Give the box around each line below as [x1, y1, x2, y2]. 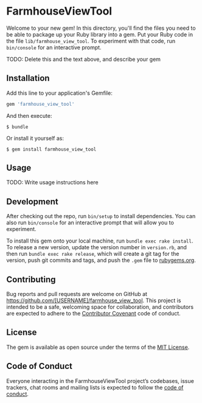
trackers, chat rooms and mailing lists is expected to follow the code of [6, 384, 184, 391]
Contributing [6, 274, 56, 284]
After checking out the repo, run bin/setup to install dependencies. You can [6, 213, 196, 220]
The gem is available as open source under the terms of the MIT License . [6, 343, 190, 351]
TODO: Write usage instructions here [6, 179, 99, 186]
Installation [6, 73, 50, 83]
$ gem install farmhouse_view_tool [6, 146, 97, 153]
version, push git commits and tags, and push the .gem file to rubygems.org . [6, 257, 197, 264]
